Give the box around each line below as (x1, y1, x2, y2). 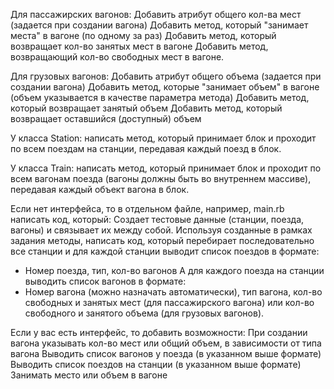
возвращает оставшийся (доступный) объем (10, 113, 202, 124)
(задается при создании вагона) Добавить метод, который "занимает (10, 19, 309, 31)
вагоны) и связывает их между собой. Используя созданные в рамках (10, 224, 313, 236)
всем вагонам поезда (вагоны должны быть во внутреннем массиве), (10, 173, 312, 184)
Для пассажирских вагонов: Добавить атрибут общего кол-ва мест (10, 9, 302, 20)
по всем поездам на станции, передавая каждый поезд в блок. (10, 143, 282, 154)
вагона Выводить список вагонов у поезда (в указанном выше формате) (10, 348, 322, 359)
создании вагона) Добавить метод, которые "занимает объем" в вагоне (10, 81, 320, 93)
